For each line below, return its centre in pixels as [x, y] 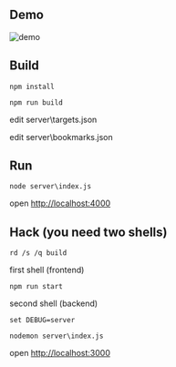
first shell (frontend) [47, 270]
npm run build [36, 102]
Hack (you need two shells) [88, 232]
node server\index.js [51, 187]
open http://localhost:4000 [60, 203]
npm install [32, 87]
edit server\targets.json [53, 119]
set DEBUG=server [42, 321]
